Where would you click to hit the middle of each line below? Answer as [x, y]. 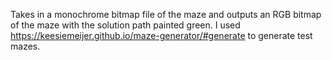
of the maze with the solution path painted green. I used [125, 25]
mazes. [25, 46]
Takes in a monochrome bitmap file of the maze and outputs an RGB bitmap [166, 14]
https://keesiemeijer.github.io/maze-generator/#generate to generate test [161, 35]
